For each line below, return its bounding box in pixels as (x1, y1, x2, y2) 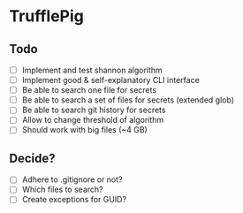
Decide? (9, 150, 56, 165)
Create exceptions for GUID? (21, 194, 126, 205)
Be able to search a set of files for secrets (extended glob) (21, 95, 234, 105)
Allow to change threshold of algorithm (21, 115, 164, 126)
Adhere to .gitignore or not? (21, 174, 123, 185)
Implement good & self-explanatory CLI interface (21, 75, 201, 86)
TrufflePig (9, 6, 84, 27)
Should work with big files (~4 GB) (21, 125, 148, 135)
